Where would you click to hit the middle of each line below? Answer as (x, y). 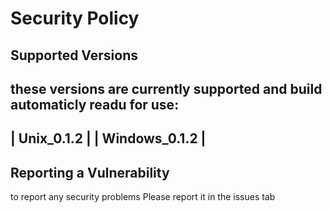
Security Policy (75, 18)
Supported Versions (74, 55)
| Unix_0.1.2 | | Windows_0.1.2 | (108, 138)
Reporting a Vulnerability (90, 172)
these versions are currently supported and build (166, 88)
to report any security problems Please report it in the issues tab (143, 197)
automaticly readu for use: (95, 104)
